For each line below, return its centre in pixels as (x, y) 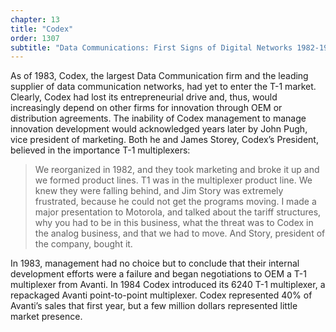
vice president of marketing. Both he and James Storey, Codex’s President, (164, 140)
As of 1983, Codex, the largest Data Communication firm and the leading (159, 76)
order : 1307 (35, 38)
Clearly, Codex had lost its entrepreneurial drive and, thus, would (144, 97)
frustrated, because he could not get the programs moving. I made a (175, 202)
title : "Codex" (42, 29)
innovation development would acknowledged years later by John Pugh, (159, 129)
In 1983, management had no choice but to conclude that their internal (155, 263)
